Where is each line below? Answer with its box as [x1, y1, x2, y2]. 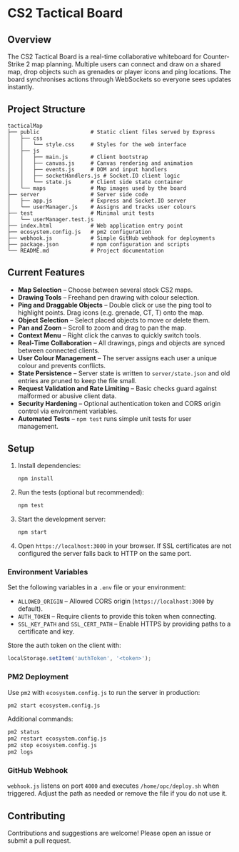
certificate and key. [17, 627, 75, 636]
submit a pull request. [7, 836, 71, 845]
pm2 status [7, 729, 40, 736]
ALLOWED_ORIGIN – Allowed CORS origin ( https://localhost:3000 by [17, 597, 214, 606]
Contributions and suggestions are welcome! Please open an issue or [7, 829, 212, 838]
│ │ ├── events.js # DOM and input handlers [7, 166, 168, 173]
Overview [7, 34, 52, 46]
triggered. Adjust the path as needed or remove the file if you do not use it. [7, 789, 228, 798]
